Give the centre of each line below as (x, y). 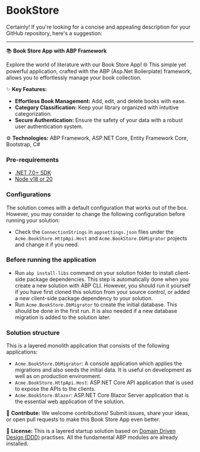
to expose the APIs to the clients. (55, 389)
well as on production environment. (58, 376)
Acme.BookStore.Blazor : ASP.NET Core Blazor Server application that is (102, 395)
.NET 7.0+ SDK (33, 173)
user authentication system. (49, 126)
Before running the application (51, 260)
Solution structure (33, 333)
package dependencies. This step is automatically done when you (108, 279)
